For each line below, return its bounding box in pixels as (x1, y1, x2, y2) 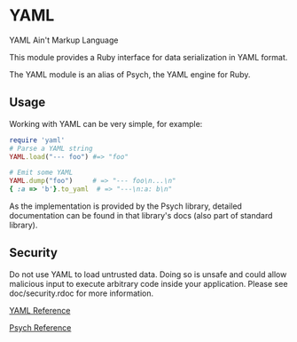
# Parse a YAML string (9, 144, 93, 153)
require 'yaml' (9, 135, 66, 145)
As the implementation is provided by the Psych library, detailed (9, 201, 242, 211)
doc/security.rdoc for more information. (9, 288, 153, 298)
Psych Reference (9, 322, 72, 333)
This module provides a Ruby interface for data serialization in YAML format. (9, 52, 288, 62)
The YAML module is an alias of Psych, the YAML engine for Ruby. (9, 68, 251, 80)
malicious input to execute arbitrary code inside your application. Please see (9, 278, 288, 289)
